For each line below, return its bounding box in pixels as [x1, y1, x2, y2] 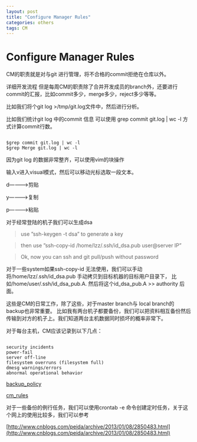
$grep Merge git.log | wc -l [6, 145, 78, 151]
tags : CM [6, 25, 28, 31]
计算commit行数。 [11, 123, 55, 130]
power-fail [6, 349, 33, 355]
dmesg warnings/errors [6, 365, 62, 371]
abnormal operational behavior [6, 370, 83, 376]
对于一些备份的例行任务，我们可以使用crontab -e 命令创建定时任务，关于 [6, 404, 183, 411]
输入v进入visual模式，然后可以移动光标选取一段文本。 [6, 169, 137, 176]
